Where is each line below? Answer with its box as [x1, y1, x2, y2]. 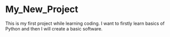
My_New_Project [5, 4, 79, 15]
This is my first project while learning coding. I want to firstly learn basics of [5, 20, 165, 26]
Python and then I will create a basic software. [5, 25, 103, 31]
